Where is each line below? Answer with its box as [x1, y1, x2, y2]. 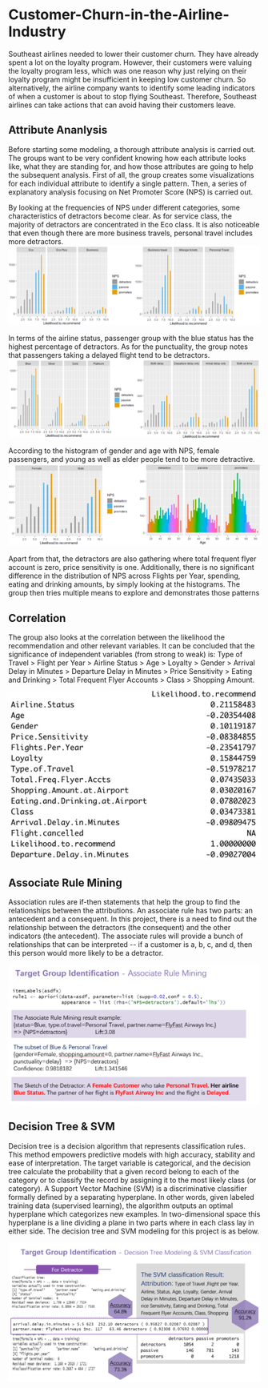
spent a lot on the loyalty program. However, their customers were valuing [8, 58, 252, 67]
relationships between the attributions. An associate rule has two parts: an [8, 905, 254, 915]
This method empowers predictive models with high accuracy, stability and [8, 1149, 256, 1159]
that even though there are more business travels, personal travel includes [8, 228, 254, 238]
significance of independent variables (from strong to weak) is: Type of [8, 650, 243, 660]
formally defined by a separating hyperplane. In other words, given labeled [8, 1192, 254, 1201]
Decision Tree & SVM [8, 1120, 116, 1133]
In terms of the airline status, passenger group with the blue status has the [8, 334, 254, 343]
